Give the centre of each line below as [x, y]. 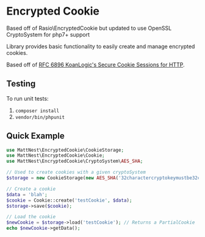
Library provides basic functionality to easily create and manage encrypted [101, 46]
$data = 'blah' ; [27, 194]
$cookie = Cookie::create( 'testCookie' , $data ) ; [69, 200]
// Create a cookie [31, 189]
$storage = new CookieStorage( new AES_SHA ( [63, 178]
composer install [37, 111]
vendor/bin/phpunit [40, 117]
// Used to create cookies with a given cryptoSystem [76, 172]
